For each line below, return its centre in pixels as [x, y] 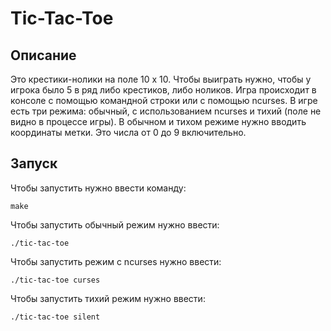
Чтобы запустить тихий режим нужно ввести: [108, 298]
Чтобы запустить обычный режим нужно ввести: [115, 224]
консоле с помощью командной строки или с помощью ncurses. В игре [164, 100]
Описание [43, 55]
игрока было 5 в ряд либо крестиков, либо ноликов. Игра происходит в [163, 90]
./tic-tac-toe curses [55, 280]
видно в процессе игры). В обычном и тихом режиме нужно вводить [158, 121]
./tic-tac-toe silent [55, 317]
